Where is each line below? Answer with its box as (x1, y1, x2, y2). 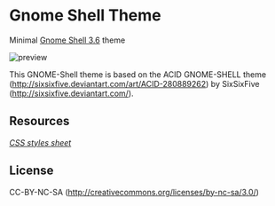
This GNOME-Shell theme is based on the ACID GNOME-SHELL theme (9, 68, 267, 80)
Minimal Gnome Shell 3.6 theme (9, 35, 126, 45)
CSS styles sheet (9, 137, 72, 147)
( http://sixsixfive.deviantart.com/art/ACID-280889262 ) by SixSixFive (9, 78, 260, 89)
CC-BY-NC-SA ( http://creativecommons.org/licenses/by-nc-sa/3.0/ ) (9, 186, 260, 197)
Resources (9, 114, 70, 129)
